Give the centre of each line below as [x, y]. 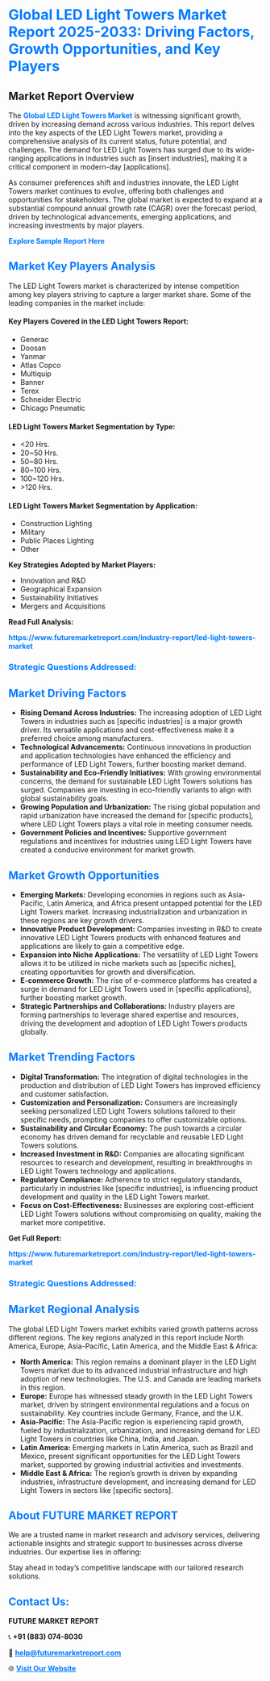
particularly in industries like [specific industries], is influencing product [139, 1188]
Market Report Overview [71, 96]
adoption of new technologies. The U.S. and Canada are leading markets [141, 1378]
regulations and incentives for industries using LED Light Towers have [136, 842]
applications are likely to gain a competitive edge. [102, 946]
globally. [34, 1031]
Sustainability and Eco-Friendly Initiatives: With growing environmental [141, 773]
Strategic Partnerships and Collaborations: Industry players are [127, 1006]
